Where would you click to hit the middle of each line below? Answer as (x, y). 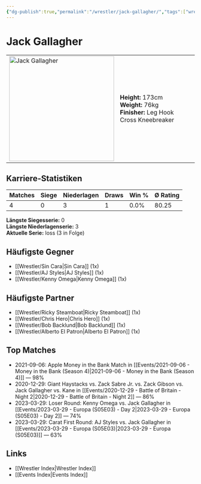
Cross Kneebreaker (147, 119)
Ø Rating (167, 196)
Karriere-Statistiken (44, 178)
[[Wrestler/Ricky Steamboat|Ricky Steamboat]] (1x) (77, 312)
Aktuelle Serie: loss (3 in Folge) (45, 233)
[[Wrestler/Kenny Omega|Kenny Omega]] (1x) (71, 279)
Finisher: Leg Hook (147, 112)
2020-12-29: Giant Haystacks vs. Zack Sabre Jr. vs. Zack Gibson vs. (99, 384)
